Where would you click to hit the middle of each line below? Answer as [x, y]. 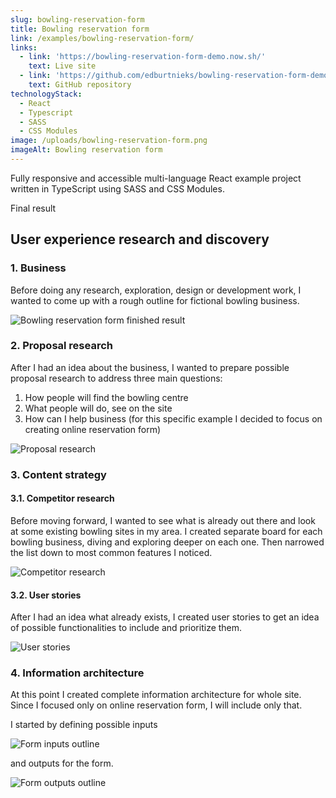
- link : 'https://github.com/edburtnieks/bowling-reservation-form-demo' [176, 76]
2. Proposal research [61, 346]
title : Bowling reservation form [80, 29]
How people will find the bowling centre [106, 397]
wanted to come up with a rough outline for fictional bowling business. [155, 300]
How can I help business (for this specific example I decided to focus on [173, 418]
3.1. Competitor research [62, 498]
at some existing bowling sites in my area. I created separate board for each [166, 531]
